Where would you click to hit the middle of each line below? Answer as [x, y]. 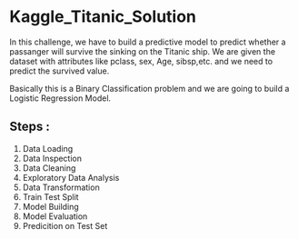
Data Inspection [52, 158]
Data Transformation [61, 187]
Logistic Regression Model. [60, 98]
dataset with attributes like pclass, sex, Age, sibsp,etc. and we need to [141, 61]
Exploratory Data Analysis [71, 177]
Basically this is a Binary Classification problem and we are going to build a [149, 88]
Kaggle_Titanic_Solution [103, 17]
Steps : [30, 127]
